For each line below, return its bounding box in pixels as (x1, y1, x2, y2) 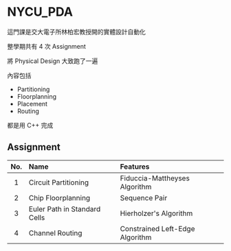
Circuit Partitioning (28, 178, 89, 187)
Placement (16, 99, 48, 108)
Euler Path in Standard (28, 204, 101, 213)
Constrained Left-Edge (120, 224, 195, 233)
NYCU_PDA (7, 4, 74, 20)
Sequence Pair (120, 193, 168, 202)
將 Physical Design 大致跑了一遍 (7, 56, 98, 65)
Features (120, 162, 150, 171)
